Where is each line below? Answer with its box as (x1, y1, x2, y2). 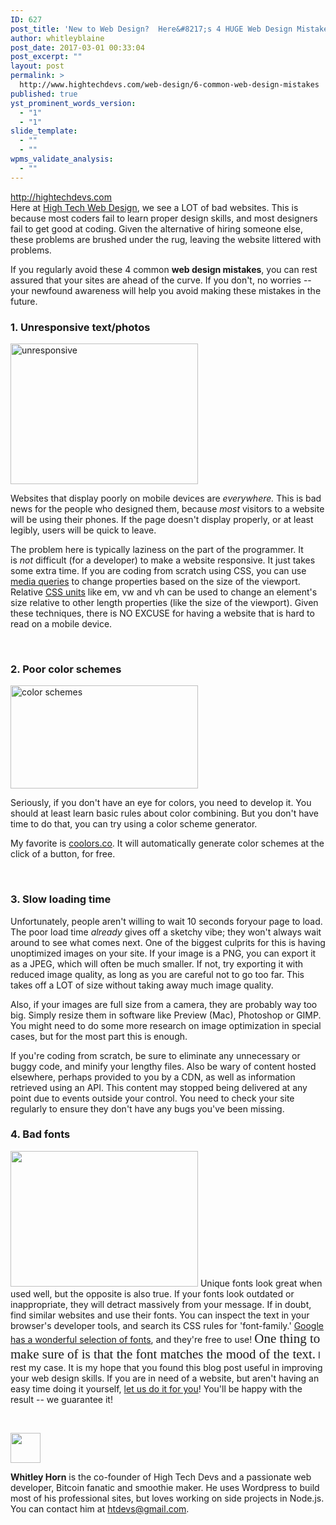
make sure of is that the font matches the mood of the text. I (10, 1346, 321, 1362)
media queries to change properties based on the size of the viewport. (10, 575, 301, 587)
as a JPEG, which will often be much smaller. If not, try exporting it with (10, 957, 304, 970)
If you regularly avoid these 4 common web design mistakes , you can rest (10, 263, 318, 275)
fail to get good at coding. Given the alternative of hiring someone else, (10, 222, 304, 235)
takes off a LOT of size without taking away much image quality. (10, 979, 274, 991)
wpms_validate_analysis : (10, 154, 114, 164)
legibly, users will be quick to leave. (10, 524, 157, 536)
